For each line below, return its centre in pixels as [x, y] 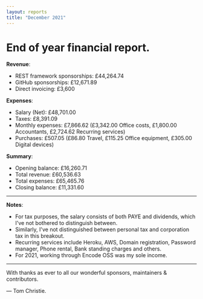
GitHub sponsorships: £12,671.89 [56, 82]
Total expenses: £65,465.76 [50, 181]
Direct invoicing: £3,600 [45, 89]
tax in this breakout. [40, 236]
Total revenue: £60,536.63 [48, 175]
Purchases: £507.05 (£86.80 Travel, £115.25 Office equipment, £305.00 [103, 138]
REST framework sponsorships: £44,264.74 [69, 76]
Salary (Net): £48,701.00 [46, 112]
